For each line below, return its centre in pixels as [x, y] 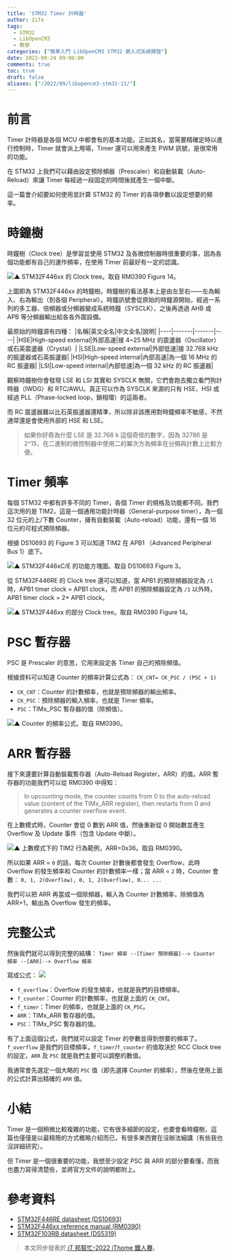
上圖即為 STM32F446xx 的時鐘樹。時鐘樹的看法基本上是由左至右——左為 [111, 291]
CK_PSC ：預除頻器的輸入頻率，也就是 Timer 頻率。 [87, 700]
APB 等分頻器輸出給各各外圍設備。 [56, 317]
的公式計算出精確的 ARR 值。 [47, 1079]
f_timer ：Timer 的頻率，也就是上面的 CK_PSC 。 [83, 1007]
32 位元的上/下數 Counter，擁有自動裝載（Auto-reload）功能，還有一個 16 [112, 520]
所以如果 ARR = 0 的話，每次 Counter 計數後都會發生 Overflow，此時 [104, 862]
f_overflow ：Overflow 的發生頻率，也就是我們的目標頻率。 [100, 990]
